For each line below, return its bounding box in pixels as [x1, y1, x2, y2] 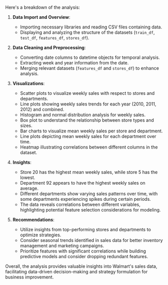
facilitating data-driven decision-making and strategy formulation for [5, 269, 148, 274]
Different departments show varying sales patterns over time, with [20, 191, 158, 197]
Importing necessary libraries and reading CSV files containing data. [20, 24, 162, 30]
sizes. [20, 123, 33, 128]
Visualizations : [12, 81, 45, 86]
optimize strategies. [20, 232, 62, 238]
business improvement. [5, 274, 54, 280]
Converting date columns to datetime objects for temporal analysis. [20, 54, 160, 60]
